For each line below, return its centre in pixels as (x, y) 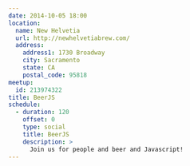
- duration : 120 (42, 113)
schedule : (25, 105)
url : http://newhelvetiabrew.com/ (73, 38)
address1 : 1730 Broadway (64, 53)
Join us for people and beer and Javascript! (106, 149)
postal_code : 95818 (55, 75)
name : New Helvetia (48, 30)
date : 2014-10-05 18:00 (48, 16)
